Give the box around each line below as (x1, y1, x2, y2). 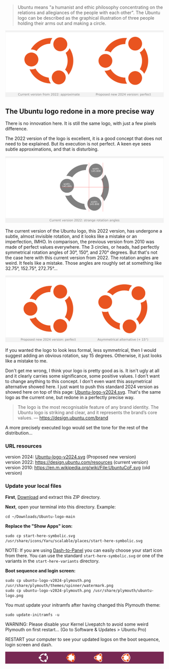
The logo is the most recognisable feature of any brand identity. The (17, 404, 159, 410)
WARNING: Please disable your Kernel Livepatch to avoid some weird (5, 621, 149, 627)
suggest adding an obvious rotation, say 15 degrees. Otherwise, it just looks (5, 352, 162, 359)
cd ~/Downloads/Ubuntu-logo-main (5, 514, 75, 519)
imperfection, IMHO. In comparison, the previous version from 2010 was (5, 239, 154, 245)
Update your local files (5, 483, 62, 490)
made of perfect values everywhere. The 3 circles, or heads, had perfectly (5, 244, 159, 250)
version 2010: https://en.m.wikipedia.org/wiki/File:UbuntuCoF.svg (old (5, 465, 150, 471)
